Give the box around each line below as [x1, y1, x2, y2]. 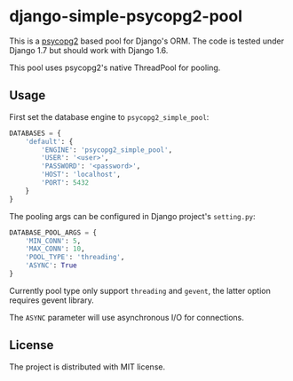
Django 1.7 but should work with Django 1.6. [9, 44, 169, 55]
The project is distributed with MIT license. [9, 361, 166, 372]
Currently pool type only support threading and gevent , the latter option [9, 285, 271, 296]
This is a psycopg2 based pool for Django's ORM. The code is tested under [9, 36, 284, 46]
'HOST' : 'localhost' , [41, 171, 122, 179]
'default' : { [25, 137, 74, 146]
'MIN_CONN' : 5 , [25, 236, 82, 245]
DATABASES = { [9, 129, 62, 138]
